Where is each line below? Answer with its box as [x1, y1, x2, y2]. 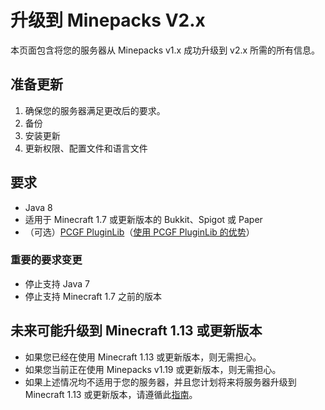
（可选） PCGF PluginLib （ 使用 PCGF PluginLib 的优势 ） [24, 226, 255, 238]
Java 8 [24, 201, 53, 213]
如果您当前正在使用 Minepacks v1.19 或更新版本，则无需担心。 [24, 363, 282, 375]
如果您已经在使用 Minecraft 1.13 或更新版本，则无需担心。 [24, 351, 262, 363]
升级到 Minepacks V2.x [10, 9, 206, 32]
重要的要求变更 [10, 253, 83, 267]
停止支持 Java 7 [24, 277, 90, 290]
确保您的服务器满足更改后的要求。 [24, 104, 166, 116]
